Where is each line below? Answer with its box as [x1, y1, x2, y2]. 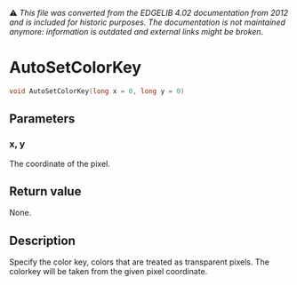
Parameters [9, 111, 76, 127]
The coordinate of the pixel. [9, 158, 111, 169]
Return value [9, 184, 82, 199]
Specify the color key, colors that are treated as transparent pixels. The [9, 257, 269, 267]
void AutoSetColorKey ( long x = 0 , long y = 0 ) [9, 86, 185, 96]
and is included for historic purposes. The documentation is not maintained [9, 17, 286, 28]
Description [9, 233, 76, 248]
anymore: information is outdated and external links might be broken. [9, 27, 264, 36]
